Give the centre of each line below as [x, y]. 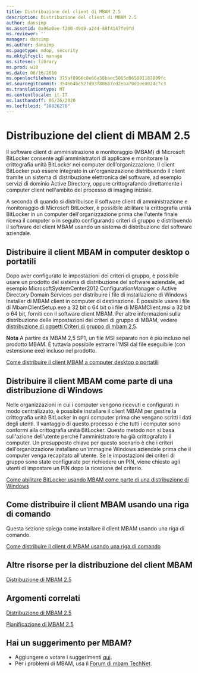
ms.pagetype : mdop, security [42, 51]
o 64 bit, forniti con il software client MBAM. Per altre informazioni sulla [93, 314]
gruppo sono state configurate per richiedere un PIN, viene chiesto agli [93, 462]
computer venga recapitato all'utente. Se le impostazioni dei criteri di [91, 456]
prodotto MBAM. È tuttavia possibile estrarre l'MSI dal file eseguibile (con [96, 344]
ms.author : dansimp [30, 45]
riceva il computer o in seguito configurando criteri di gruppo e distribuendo [99, 221]
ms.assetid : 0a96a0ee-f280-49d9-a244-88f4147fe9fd [70, 28]
